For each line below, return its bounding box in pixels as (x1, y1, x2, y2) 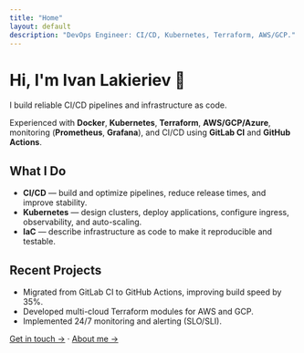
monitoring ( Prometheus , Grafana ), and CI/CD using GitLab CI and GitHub (9, 127, 291, 138)
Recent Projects (9, 262, 102, 278)
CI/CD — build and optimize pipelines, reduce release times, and (22, 188, 267, 199)
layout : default (9, 22, 71, 31)
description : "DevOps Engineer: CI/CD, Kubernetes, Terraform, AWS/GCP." (9, 30, 297, 39)
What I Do (9, 163, 67, 179)
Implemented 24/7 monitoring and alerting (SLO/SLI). (22, 316, 222, 327)
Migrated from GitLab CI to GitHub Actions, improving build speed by (22, 286, 282, 297)
